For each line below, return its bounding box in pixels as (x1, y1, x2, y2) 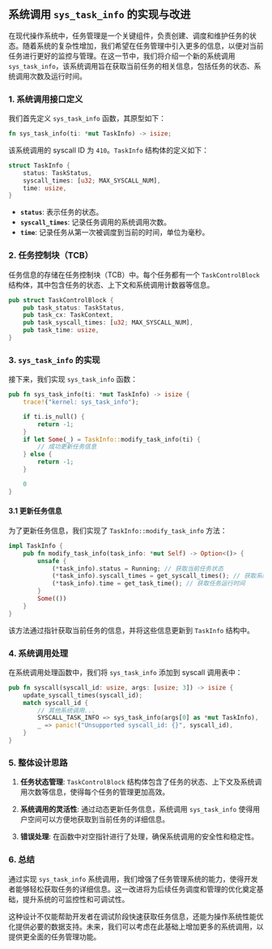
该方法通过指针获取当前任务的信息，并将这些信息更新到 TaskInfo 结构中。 (8, 625, 255, 635)
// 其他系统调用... (37, 706, 96, 715)
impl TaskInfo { (8, 541, 63, 549)
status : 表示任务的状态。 (19, 207, 104, 217)
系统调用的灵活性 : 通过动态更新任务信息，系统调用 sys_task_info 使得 (19, 805, 253, 814)
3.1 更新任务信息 (8, 506, 62, 516)
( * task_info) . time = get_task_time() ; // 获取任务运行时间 (51, 579, 245, 588)
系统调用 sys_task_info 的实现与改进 (8, 7, 191, 22)
